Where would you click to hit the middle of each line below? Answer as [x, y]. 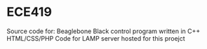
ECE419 [29, 12]
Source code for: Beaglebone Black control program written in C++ [103, 31]
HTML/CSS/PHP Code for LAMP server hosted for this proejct [96, 38]
